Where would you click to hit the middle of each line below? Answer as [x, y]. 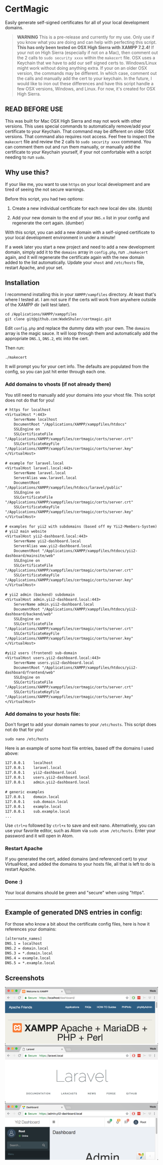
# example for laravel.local [34, 463]
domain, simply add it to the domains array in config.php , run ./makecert [76, 252]
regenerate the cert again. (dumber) [48, 223]
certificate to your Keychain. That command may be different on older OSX [80, 131]
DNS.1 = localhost [24, 944]
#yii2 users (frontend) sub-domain [41, 653]
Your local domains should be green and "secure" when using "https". [75, 892]
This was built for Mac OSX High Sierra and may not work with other [73, 121]
